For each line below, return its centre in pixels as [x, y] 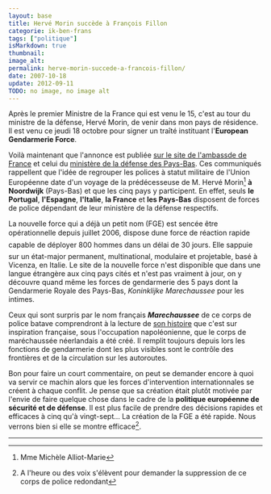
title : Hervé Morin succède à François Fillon [88, 23]
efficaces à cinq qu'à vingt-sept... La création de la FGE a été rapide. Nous [132, 417]
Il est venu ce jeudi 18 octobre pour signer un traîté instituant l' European [128, 131]
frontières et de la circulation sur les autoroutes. [88, 358]
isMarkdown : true [38, 46]
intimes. [21, 299]
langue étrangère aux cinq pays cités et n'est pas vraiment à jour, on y [125, 274]
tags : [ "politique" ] [43, 38]
